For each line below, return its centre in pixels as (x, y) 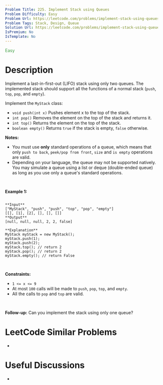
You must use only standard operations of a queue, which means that (82, 147)
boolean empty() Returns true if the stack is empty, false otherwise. (80, 128)
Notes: (12, 137)
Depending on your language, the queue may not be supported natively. (84, 162)
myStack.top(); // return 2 (33, 247)
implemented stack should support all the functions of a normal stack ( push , (81, 88)
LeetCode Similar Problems (61, 332)
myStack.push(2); (23, 243)
